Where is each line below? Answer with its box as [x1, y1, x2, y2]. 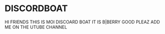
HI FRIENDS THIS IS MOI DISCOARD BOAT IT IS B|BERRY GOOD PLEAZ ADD [4, 19, 161, 25]
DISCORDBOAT [4, 3, 68, 14]
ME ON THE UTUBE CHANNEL [4, 24, 67, 30]
